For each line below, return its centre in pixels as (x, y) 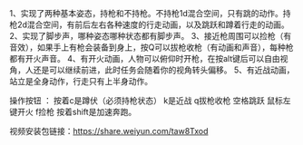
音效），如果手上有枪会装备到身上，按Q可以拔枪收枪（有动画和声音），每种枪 (151, 47)
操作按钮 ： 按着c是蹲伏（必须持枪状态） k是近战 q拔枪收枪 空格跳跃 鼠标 (146, 101)
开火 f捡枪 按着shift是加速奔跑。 (77, 112)
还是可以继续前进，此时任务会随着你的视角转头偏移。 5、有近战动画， (164, 70)
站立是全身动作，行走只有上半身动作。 (81, 81)
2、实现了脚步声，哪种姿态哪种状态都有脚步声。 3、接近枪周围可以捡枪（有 (151, 36)
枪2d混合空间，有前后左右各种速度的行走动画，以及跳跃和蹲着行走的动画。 (150, 24)
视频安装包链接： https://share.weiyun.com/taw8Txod (109, 131)
